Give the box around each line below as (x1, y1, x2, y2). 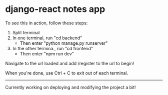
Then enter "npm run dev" (19, 51, 74, 57)
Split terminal (12, 29, 40, 35)
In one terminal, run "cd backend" (12, 35, 82, 41)
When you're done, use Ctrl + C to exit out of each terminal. (5, 70, 128, 76)
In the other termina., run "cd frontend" (12, 45, 93, 51)
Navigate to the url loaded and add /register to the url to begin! (5, 60, 134, 66)
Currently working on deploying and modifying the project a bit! (5, 84, 136, 90)
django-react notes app (5, 3, 105, 15)
